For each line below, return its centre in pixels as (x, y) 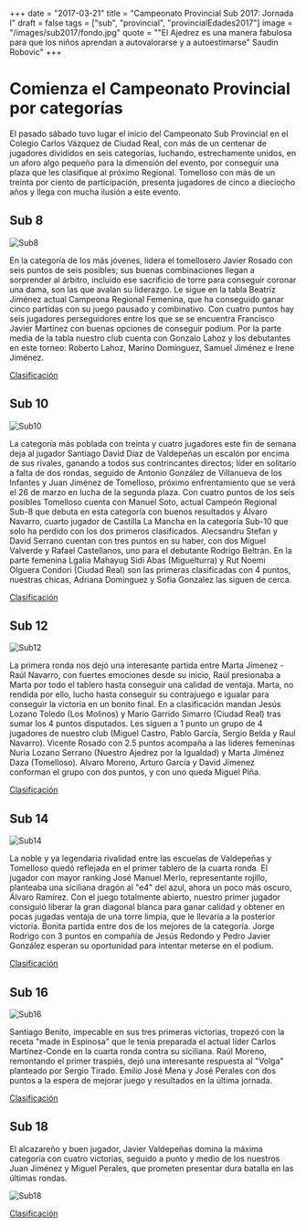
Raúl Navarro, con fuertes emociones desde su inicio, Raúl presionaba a (145, 675)
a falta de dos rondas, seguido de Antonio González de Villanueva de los (146, 472)
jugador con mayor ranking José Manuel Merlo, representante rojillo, (138, 878)
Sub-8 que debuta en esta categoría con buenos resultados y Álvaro (138, 512)
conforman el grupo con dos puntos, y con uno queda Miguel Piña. (135, 772)
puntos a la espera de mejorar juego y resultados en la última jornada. (141, 1080)
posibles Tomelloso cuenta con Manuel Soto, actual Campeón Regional (143, 502)
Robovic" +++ (36, 52)
